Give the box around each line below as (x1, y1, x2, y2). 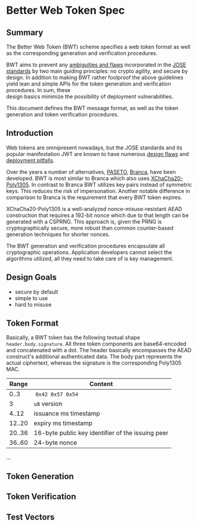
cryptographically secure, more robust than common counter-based (6, 224, 174, 231)
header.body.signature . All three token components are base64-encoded (6, 340, 187, 347)
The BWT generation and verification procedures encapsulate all (6, 242, 165, 249)
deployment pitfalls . (6, 157, 55, 164)
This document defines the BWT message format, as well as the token (6, 105, 179, 111)
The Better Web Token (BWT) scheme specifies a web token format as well (6, 43, 191, 50)
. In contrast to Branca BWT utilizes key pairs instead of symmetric (28, 181, 192, 188)
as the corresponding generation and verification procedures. (6, 50, 158, 57)
